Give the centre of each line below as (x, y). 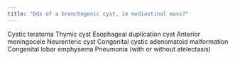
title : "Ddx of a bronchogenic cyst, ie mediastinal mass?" (98, 14)
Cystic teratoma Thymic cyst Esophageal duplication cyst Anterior (104, 34)
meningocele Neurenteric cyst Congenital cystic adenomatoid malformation (118, 41)
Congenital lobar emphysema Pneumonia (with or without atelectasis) (109, 49)
